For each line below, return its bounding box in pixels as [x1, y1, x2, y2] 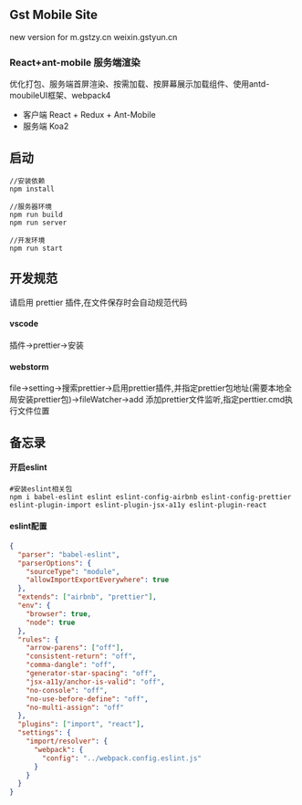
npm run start [9, 244, 64, 253]
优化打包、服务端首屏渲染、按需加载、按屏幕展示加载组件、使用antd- [9, 78, 270, 89]
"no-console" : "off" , [26, 685, 108, 695]
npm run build [9, 210, 64, 219]
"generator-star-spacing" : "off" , [26, 669, 157, 678]
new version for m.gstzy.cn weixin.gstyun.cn [9, 31, 178, 42]
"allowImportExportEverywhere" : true [26, 575, 170, 585]
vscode [9, 319, 39, 329]
